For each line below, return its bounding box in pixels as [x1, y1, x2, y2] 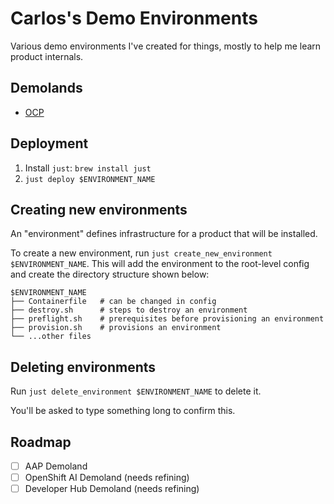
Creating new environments [10, 201, 188, 218]
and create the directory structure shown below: [10, 268, 210, 281]
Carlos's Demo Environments [10, 7, 258, 30]
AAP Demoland [24, 460, 88, 472]
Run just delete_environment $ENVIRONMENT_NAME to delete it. [10, 385, 262, 397]
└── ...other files [10, 332, 92, 342]
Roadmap [10, 433, 72, 451]
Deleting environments [10, 358, 157, 376]
